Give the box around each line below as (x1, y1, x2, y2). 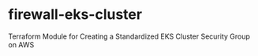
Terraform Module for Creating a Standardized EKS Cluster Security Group (8, 32, 251, 41)
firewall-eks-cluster (8, 6, 143, 24)
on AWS (8, 39, 35, 49)
